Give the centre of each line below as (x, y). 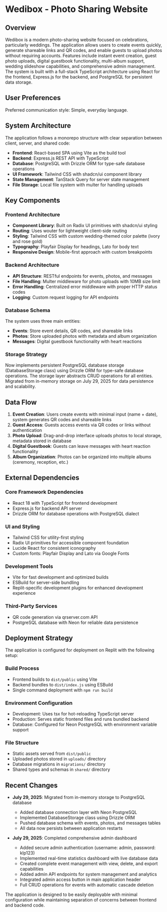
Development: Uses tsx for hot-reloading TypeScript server (73, 714)
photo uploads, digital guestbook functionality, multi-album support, (75, 61)
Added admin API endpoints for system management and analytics (88, 874)
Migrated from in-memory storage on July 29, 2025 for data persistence (79, 381)
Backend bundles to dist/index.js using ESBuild (63, 684)
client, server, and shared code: (38, 143)
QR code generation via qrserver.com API (55, 617)
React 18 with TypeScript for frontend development (65, 503)
